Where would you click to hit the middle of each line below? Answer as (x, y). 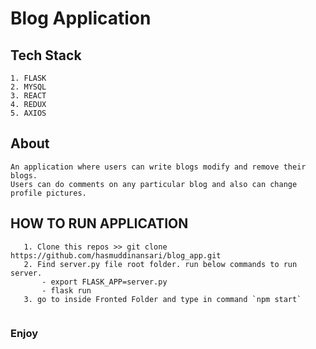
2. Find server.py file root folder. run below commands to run (160, 264)
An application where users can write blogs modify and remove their (158, 167)
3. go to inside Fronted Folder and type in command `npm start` (162, 299)
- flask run (66, 290)
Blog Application (81, 18)
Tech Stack (46, 55)
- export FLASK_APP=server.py (104, 282)
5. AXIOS (28, 113)
